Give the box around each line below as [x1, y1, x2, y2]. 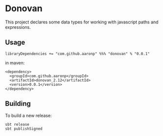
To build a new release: [5, 113, 52, 118]
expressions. [5, 24, 31, 30]
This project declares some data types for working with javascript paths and [5, 19, 159, 25]
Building [5, 99, 31, 108]
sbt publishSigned [5, 126, 43, 131]
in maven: [5, 59, 25, 66]
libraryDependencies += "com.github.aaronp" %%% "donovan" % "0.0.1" [5, 51, 150, 56]
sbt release [5, 122, 29, 127]
